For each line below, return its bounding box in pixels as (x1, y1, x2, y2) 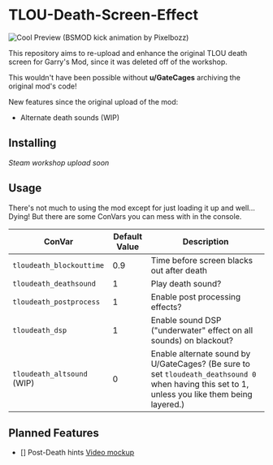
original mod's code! (8, 81, 77, 91)
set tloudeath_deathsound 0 (150, 368, 257, 379)
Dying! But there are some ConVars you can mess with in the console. (8, 211, 242, 221)
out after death (150, 265, 208, 276)
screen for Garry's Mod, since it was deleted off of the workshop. (8, 57, 227, 67)
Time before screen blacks (150, 254, 253, 265)
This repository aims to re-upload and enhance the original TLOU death (8, 48, 248, 58)
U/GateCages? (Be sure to (150, 358, 250, 369)
